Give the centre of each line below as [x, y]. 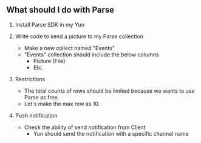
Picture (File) [49, 61]
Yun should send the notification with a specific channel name [111, 133]
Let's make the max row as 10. [62, 104]
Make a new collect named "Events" [70, 48]
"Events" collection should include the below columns [91, 55]
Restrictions [30, 79]
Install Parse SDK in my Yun [50, 24]
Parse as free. [42, 97]
